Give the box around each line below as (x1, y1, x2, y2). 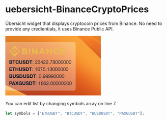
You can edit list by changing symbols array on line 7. (5, 101, 117, 107)
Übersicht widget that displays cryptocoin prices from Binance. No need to (5, 20, 162, 26)
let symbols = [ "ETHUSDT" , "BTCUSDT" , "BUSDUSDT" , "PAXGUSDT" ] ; (5, 111, 145, 116)
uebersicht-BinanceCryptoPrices (5, 4, 149, 15)
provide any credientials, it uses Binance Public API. (5, 25, 114, 32)
